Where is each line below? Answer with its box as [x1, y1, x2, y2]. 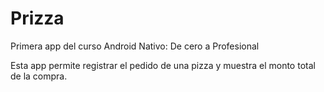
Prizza [10, 7, 65, 30]
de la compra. [10, 70, 68, 82]
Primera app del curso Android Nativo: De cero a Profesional [10, 40, 260, 52]
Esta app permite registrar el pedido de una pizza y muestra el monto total [10, 59, 316, 71]
